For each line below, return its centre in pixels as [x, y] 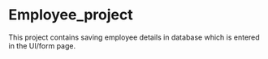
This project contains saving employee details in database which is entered [134, 37]
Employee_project [71, 15]
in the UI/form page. [42, 45]
